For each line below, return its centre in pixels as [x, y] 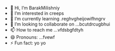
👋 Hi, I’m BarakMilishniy [35, 8]
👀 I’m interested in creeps [37, 13]
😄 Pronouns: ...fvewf [32, 37]
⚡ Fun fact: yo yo [28, 43]
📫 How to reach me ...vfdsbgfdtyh [47, 30]
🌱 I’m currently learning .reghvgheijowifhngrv [58, 19]
